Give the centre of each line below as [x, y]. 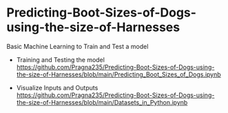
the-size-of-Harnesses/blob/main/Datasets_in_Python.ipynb [102, 102]
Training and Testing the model [60, 59]
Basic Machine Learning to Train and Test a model [77, 46]
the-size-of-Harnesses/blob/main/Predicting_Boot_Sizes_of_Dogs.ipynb [118, 74]
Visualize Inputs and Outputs [57, 88]
